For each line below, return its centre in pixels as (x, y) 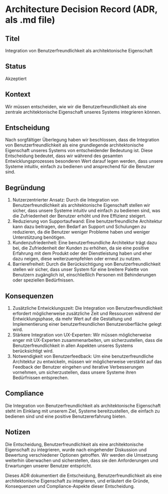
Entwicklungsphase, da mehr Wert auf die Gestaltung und (72, 319)
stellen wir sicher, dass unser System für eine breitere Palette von (80, 269)
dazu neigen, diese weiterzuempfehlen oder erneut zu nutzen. (77, 259)
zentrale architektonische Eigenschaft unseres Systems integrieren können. (83, 112)
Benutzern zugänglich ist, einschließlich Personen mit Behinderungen (84, 275)
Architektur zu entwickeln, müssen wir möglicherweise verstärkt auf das (87, 362)
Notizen (18, 432)
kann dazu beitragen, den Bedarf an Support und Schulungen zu (79, 227)
